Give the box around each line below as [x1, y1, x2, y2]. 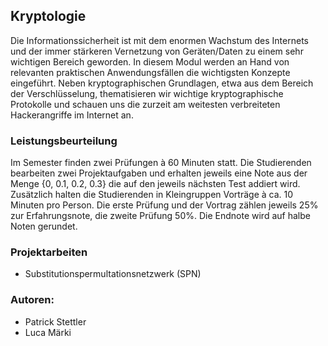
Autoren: [10, 293, 55, 307]
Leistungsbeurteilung [10, 134, 118, 148]
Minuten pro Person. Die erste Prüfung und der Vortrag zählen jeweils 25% [10, 199, 319, 211]
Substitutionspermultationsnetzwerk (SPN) [24, 268, 202, 280]
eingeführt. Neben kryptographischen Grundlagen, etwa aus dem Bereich [10, 77, 314, 89]
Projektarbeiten [10, 245, 88, 259]
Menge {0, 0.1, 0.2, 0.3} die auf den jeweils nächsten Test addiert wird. [10, 178, 301, 190]
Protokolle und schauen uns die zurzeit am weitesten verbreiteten [10, 98, 281, 110]
